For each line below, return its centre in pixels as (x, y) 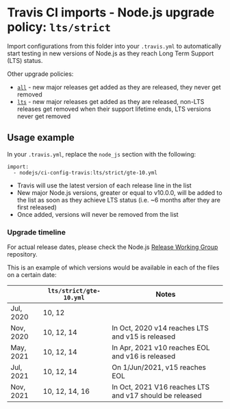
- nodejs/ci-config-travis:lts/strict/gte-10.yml (85, 172)
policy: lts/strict (59, 27)
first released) (37, 207)
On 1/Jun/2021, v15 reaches (159, 367)
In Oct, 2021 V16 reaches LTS (161, 387)
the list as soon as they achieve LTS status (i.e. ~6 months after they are (119, 200)
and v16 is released (144, 356)
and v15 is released (144, 337)
